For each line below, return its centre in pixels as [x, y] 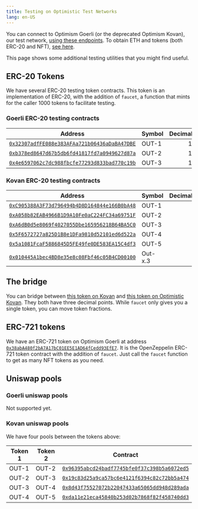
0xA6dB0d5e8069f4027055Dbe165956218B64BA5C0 [72, 224]
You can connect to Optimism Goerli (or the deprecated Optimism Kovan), [96, 34]
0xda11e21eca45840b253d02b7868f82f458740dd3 [126, 497]
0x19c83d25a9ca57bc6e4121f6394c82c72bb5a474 [126, 478]
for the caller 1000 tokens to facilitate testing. [61, 103]
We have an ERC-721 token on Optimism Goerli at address [77, 341]
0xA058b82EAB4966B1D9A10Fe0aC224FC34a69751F [72, 215]
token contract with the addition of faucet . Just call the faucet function [102, 354]
